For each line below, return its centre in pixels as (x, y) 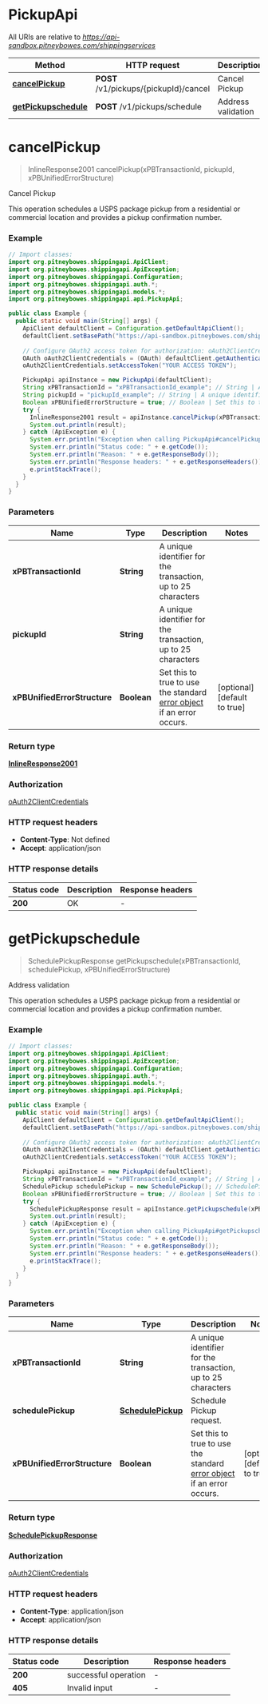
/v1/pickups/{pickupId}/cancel (153, 88)
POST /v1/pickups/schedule (148, 106)
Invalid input (90, 1687)
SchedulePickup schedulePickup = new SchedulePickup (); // (123, 1186)
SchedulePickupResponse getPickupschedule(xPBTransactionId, (134, 960)
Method (50, 65)
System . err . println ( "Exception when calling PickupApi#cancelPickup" (147, 440)
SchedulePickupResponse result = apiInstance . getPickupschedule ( (140, 1209)
